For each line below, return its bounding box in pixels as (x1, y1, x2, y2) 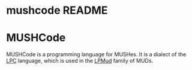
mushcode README (6, 4, 108, 17)
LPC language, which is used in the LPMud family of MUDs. (6, 57, 154, 65)
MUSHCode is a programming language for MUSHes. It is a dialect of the (6, 51, 187, 58)
